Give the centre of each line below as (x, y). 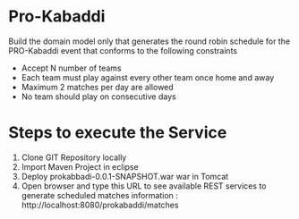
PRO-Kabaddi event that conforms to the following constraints (123, 50)
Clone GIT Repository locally (74, 157)
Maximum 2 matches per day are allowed (97, 87)
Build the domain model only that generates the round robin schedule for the (149, 41)
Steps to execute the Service (118, 133)
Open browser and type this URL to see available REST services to (144, 186)
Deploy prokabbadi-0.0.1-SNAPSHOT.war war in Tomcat (125, 176)
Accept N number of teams (71, 68)
